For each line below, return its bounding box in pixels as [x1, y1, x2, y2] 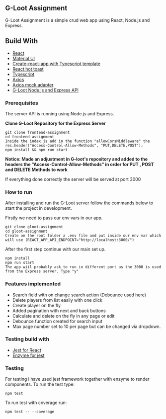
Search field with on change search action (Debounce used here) [12, 292, 147, 298]
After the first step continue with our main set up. [5, 246, 106, 252]
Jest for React [12, 347, 41, 353]
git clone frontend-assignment [5, 130, 70, 135]
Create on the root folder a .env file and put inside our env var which [5, 233, 162, 238]
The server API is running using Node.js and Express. [5, 110, 114, 116]
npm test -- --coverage [5, 410, 55, 415]
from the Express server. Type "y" [5, 269, 79, 274]
